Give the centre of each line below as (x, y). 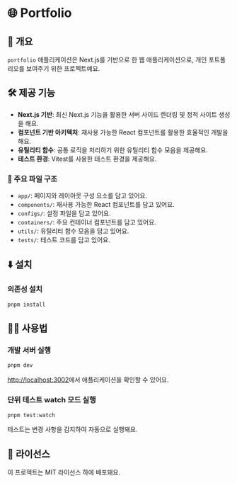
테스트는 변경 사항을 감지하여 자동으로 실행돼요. (73, 429)
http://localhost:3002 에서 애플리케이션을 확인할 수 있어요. (88, 380)
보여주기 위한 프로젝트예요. (63, 68)
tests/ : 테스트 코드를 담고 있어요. (64, 240)
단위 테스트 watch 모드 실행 (52, 400)
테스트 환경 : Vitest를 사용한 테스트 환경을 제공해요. (87, 159)
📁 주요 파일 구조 (33, 178)
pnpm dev (20, 365)
